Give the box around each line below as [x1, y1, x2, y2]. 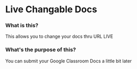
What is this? [5, 22, 38, 29]
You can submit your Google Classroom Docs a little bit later [5, 58, 132, 64]
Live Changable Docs [5, 4, 97, 15]
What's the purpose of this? [5, 46, 76, 53]
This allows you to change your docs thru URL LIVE [5, 33, 113, 39]
